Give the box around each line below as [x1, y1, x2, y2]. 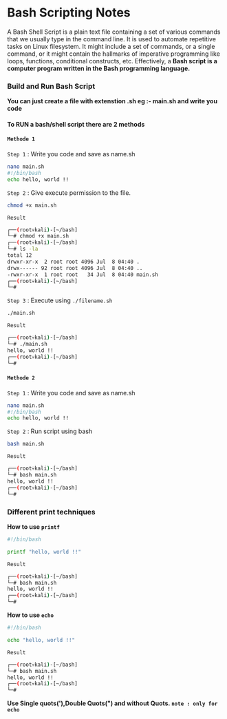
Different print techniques [7, 507, 96, 517]
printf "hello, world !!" [7, 548, 81, 555]
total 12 [7, 252, 32, 259]
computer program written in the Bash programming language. [7, 64, 191, 72]
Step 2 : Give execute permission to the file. [7, 188, 131, 197]
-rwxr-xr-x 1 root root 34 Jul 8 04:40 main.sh [7, 271, 158, 278]
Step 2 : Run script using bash [7, 427, 93, 435]
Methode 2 [7, 375, 36, 382]
